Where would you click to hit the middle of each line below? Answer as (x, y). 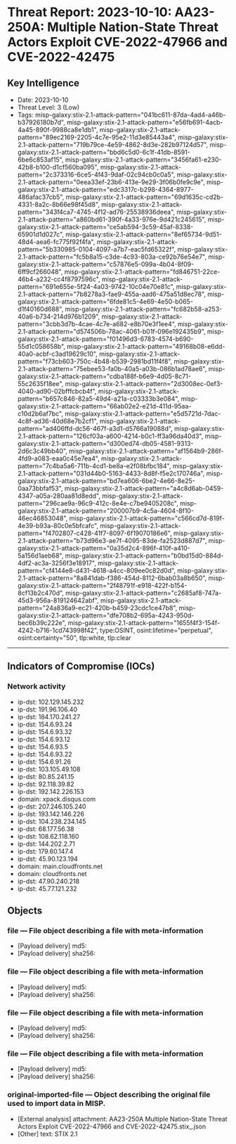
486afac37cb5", (41, 197)
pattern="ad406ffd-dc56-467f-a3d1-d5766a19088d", (95, 429)
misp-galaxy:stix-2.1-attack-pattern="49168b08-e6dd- (146, 346)
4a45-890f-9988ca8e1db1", (58, 130)
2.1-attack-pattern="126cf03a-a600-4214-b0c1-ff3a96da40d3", (110, 436)
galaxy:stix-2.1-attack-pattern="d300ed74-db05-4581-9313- (105, 443)
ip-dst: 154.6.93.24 (45, 724)
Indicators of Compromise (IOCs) (81, 666)
